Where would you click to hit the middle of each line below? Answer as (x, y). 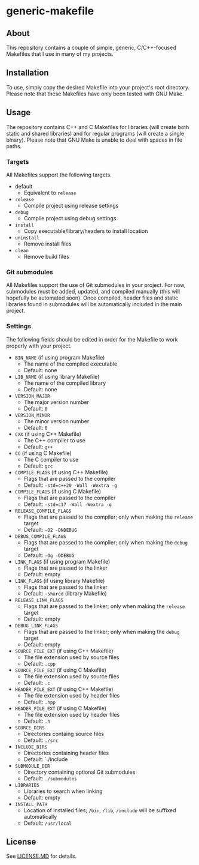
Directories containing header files (66, 753)
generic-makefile (50, 11)
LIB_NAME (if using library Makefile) (57, 376)
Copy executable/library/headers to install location (86, 231)
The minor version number (56, 421)
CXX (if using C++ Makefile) (48, 434)
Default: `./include (46, 759)
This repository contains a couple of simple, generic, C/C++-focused (91, 47)
